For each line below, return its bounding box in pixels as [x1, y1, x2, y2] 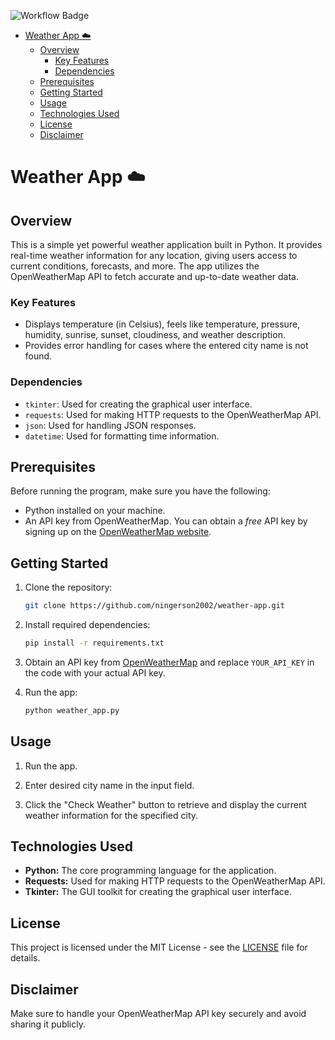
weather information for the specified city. [24, 809, 199, 821]
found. [24, 350, 53, 362]
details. [10, 952, 41, 964]
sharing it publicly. [10, 1018, 86, 1030]
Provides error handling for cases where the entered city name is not [24, 340, 309, 352]
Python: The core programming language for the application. [24, 865, 277, 877]
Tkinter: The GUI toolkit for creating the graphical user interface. [24, 886, 293, 898]
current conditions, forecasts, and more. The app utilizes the [10, 260, 260, 272]
